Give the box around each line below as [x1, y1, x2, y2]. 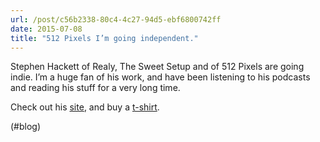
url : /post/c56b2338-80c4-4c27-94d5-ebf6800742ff [10, 14, 222, 25]
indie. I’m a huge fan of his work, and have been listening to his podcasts [10, 71, 311, 83]
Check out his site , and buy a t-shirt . [10, 101, 160, 113]
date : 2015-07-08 [10, 24, 83, 34]
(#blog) [10, 121, 42, 133]
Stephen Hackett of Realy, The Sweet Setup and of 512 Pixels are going [10, 61, 305, 73]
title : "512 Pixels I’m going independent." [10, 33, 199, 43]
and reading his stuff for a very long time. [10, 82, 181, 94]
